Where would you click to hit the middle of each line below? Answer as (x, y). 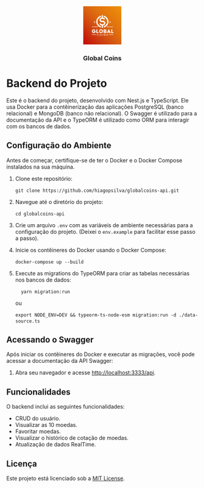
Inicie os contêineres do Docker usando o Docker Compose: (90, 250)
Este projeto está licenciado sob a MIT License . (65, 478)
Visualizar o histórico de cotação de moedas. (72, 438)
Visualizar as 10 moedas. (46, 425)
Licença (22, 464)
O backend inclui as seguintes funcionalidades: (65, 407)
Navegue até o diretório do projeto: (59, 202)
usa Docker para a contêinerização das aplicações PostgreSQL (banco (95, 107)
